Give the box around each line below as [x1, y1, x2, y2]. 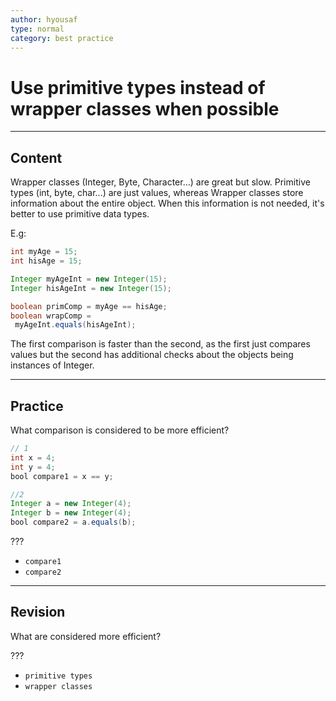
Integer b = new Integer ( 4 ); [10, 508, 132, 518]
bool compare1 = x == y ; [10, 471, 114, 481]
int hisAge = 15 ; [10, 256, 83, 266]
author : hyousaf [10, 14, 78, 25]
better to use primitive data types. [10, 208, 150, 220]
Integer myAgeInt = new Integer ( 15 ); [10, 274, 168, 284]
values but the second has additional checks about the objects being [10, 349, 294, 361]
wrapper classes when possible [10, 97, 280, 120]
